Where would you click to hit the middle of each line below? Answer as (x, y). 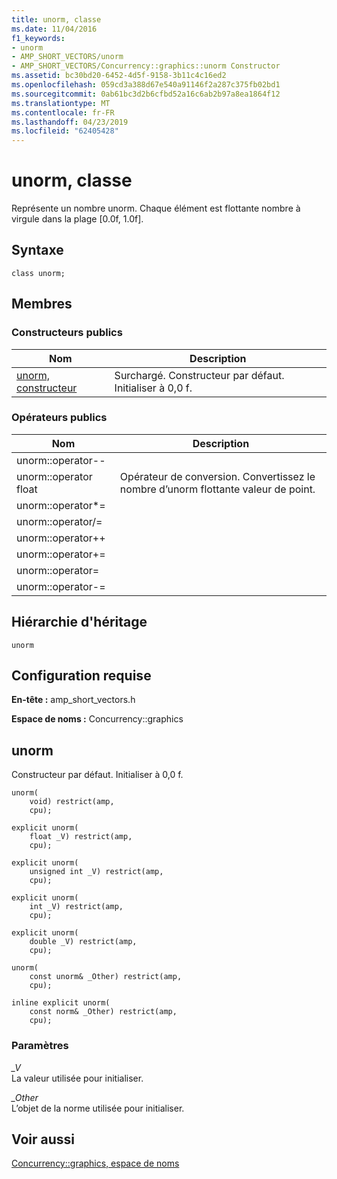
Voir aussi (43, 1139)
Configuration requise (81, 676)
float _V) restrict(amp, (81, 837)
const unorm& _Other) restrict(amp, (106, 977)
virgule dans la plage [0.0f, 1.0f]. (77, 219)
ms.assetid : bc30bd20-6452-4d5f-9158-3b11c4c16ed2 (119, 76)
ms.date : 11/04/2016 (54, 29)
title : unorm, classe (56, 19)
